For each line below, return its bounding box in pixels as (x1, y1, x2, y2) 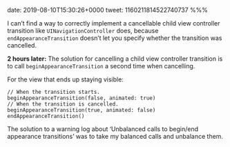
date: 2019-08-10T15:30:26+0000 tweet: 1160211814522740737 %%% (7, 6, 209, 14)
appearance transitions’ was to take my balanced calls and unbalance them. (7, 133, 223, 140)
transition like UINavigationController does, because (7, 27, 159, 35)
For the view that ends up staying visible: (7, 75, 124, 84)
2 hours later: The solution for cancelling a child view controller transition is (7, 55, 223, 63)
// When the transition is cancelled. (7, 101, 119, 108)
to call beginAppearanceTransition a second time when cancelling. (7, 62, 195, 70)
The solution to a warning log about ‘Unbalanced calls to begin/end (7, 125, 199, 133)
